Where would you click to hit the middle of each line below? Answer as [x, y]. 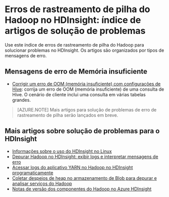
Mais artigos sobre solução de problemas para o [82, 131]
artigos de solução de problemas [75, 31]
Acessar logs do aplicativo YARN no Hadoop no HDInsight [72, 167]
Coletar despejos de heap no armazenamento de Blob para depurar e [85, 178]
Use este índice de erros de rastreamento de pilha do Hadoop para [75, 45]
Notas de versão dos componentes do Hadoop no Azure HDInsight [82, 189]
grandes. [21, 100]
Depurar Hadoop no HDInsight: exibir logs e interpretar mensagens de [85, 156]
